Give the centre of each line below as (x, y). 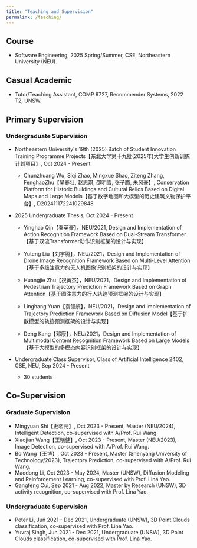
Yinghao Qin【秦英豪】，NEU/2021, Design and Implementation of (102, 227)
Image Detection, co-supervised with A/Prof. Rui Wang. (82, 446)
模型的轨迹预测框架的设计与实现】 (70, 321)
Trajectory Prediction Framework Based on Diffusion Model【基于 (103, 314)
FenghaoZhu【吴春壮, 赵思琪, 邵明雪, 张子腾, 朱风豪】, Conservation (106, 182)
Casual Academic (39, 80)
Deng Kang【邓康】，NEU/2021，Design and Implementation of (100, 333)
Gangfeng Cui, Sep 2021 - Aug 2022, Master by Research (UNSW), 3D (100, 485)
